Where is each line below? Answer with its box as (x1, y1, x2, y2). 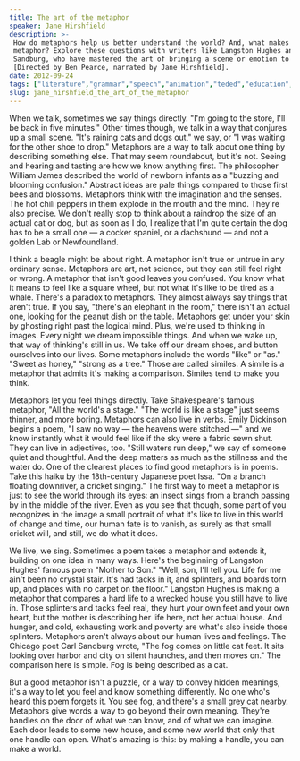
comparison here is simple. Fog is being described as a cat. (9, 659, 229, 670)
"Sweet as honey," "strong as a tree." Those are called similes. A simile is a (9, 358, 285, 369)
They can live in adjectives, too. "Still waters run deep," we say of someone (9, 442, 287, 453)
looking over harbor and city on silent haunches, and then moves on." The (9, 650, 281, 661)
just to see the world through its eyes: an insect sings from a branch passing (9, 490, 290, 500)
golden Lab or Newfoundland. (9, 236, 119, 247)
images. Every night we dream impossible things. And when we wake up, (9, 329, 279, 340)
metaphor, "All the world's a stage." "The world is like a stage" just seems (9, 404, 279, 415)
